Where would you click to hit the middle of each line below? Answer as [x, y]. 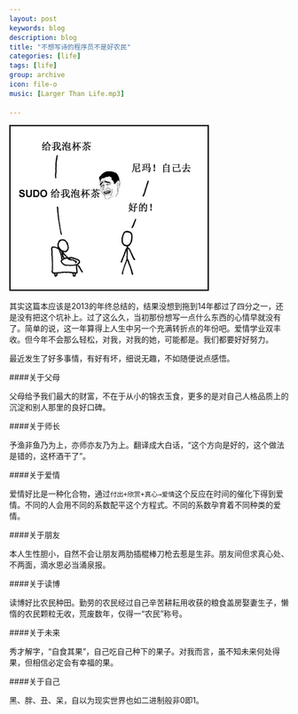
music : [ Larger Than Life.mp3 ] [67, 93]
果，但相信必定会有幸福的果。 [63, 662]
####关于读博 [35, 583]
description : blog [43, 37]
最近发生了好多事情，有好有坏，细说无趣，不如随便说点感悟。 [122, 358]
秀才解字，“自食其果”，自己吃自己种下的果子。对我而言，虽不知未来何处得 [145, 651]
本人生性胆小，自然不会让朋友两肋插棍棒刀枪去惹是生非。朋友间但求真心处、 [149, 553]
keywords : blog [37, 28]
